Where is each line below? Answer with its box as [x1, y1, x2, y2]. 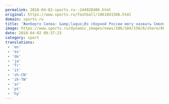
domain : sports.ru [5, 16, 44, 21]
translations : [5, 40, 35, 45]
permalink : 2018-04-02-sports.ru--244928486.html [5, 7, 112, 12]
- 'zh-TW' [7, 77, 28, 82]
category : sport [5, 35, 39, 40]
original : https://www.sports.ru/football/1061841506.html [5, 12, 132, 17]
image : [5, 26, 19, 31]
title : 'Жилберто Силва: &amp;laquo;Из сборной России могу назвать [5, 21, 152, 26]
